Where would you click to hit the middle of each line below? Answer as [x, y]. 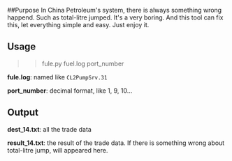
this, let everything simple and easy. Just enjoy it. [78, 25]
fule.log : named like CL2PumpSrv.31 [57, 77]
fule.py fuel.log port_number [83, 63]
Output [23, 113]
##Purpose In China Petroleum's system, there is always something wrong [115, 10]
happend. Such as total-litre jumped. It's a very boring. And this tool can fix [115, 17]
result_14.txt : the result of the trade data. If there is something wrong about [116, 143]
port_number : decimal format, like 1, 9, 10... [70, 91]
